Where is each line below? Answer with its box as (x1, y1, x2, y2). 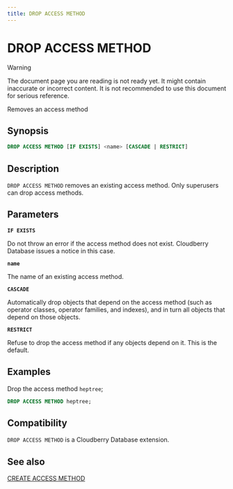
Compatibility (7, 417, 67, 428)
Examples (7, 366, 51, 378)
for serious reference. (7, 91, 70, 99)
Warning (7, 63, 31, 72)
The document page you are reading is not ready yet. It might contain (7, 77, 207, 85)
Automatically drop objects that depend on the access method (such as (7, 298, 212, 306)
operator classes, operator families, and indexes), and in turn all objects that (7, 305, 225, 314)
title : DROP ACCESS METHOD (7, 10, 86, 17)
